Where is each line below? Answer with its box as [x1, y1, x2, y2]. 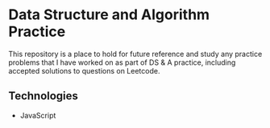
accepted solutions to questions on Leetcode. [8, 66, 160, 75]
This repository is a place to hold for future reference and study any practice [8, 49, 263, 58]
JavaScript [19, 110, 56, 120]
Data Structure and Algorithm [8, 6, 210, 24]
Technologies [8, 90, 79, 103]
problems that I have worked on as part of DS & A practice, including [8, 58, 236, 67]
